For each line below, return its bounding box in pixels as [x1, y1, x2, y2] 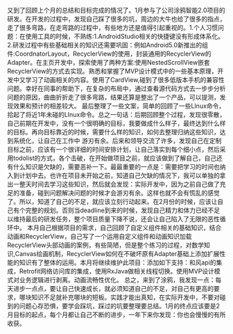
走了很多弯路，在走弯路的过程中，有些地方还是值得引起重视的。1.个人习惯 [7, 24, 218, 31]
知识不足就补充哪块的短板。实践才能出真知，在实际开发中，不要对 [31, 293, 220, 301]
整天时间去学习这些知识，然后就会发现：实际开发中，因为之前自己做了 [19, 180, 220, 188]
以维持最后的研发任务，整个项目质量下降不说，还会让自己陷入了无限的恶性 [7, 215, 220, 223]
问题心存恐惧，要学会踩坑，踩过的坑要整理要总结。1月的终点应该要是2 [19, 302, 221, 310]
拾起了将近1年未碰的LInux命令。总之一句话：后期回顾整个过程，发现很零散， [7, 111, 226, 118]
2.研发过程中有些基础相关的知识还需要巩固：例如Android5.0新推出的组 [7, 41, 208, 49]
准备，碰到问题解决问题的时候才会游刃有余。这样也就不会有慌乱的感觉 [19, 189, 220, 197]
